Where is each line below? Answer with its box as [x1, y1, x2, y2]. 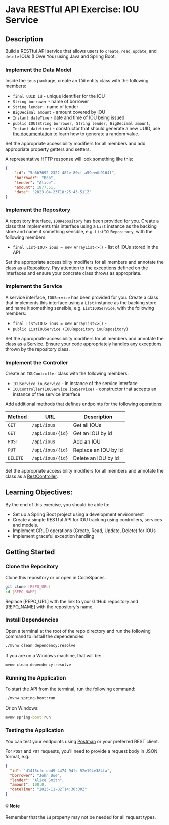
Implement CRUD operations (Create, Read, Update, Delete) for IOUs [12, 527, 156, 534]
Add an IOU [73, 438, 101, 446]
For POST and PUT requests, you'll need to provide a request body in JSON [5, 748, 158, 754]
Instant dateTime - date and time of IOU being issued [12, 114, 125, 121]
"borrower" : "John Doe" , [10, 773, 62, 778]
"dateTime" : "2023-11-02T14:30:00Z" [10, 787, 87, 792]
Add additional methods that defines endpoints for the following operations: [5, 401, 163, 407]
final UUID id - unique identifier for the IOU [12, 93, 105, 99]
